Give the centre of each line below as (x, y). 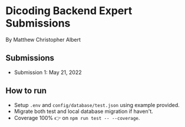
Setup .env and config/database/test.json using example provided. (97, 105)
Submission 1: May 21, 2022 (48, 72)
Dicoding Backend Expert (69, 11)
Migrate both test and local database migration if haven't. (84, 111)
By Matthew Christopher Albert (43, 39)
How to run (26, 91)
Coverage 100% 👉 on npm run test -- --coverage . (77, 118)
